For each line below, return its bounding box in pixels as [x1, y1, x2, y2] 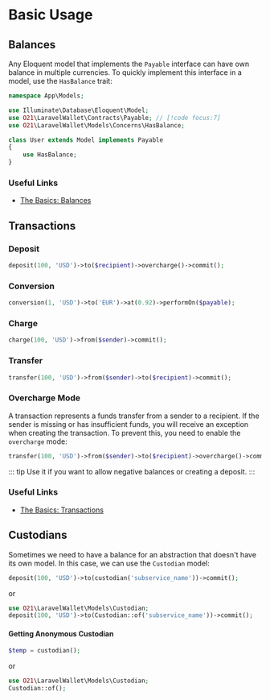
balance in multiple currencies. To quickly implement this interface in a [8, 68, 243, 77]
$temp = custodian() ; [8, 647, 81, 655]
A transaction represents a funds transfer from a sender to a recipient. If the [8, 411, 260, 420]
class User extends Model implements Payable [8, 135, 163, 144]
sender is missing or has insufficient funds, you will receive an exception [8, 419, 249, 429]
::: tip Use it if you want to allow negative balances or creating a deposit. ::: [8, 466, 256, 476]
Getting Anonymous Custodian [8, 628, 114, 638]
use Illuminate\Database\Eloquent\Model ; [8, 106, 149, 114]
